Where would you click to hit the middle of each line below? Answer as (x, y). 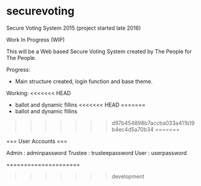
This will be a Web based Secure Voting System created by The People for (99, 51)
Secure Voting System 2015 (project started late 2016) (74, 28)
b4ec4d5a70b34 (133, 129)
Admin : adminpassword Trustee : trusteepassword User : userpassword (97, 153)
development (128, 176)
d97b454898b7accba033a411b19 (153, 123)
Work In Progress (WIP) (36, 39)
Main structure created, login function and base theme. (84, 81)
